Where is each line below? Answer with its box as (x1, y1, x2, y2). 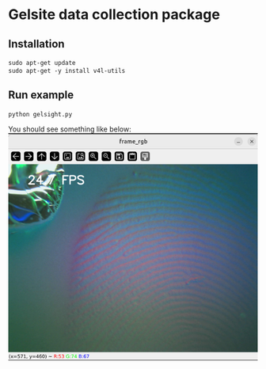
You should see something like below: (8, 124, 132, 134)
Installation (8, 37, 65, 51)
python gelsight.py (8, 110, 73, 118)
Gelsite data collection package (8, 6, 220, 24)
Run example (8, 89, 74, 102)
